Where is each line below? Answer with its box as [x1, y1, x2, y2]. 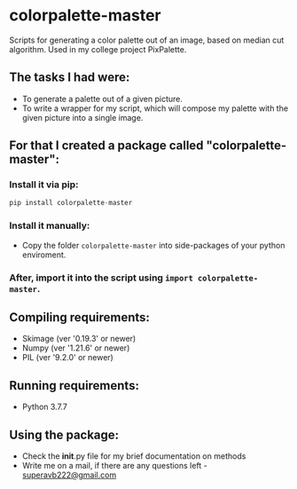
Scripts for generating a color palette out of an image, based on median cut [9, 35, 285, 45]
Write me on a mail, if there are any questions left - [21, 460, 208, 470]
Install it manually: [9, 219, 90, 232]
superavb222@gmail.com [21, 469, 117, 480]
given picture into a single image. [21, 112, 144, 122]
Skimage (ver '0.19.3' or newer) [21, 334, 137, 344]
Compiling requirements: [9, 310, 151, 325]
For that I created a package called [9, 138, 204, 154]
